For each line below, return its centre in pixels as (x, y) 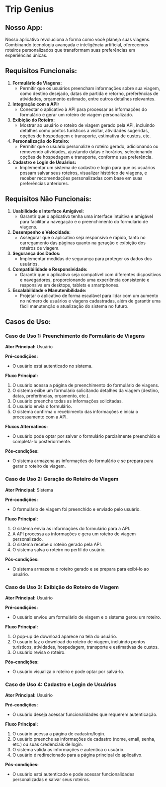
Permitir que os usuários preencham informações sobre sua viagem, (90, 88)
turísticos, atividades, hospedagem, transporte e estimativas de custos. (85, 647)
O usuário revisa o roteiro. (39, 652)
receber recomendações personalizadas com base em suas (81, 178)
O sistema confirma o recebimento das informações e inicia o (75, 412)
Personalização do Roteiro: (41, 141)
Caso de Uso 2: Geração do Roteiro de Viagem (62, 479)
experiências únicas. (26, 55)
